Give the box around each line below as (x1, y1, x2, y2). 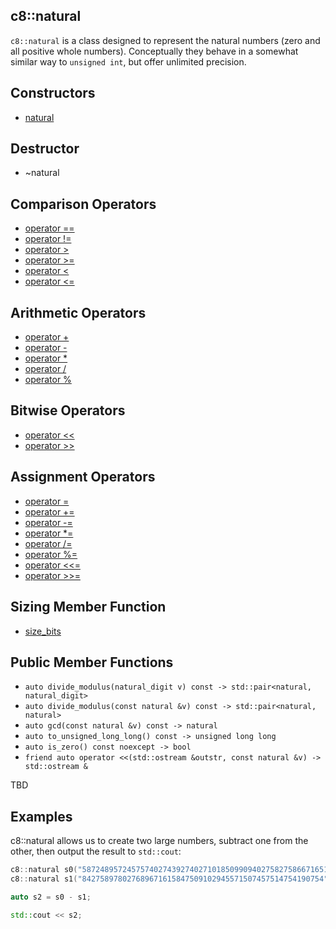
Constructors (10, 85, 96, 102)
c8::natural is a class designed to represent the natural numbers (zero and (10, 34, 321, 46)
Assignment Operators (10, 469, 156, 486)
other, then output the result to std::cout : (10, 845, 182, 858)
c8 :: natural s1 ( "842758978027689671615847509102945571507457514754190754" (10, 874, 329, 884)
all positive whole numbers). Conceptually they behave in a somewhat (10, 45, 299, 57)
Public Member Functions (10, 654, 174, 671)
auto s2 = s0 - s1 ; (10, 892, 92, 902)
